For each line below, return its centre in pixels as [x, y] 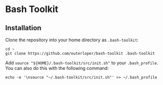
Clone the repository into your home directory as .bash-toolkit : [72, 40]
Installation [23, 28]
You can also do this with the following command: [57, 68]
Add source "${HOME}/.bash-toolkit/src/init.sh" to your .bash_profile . [82, 63]
